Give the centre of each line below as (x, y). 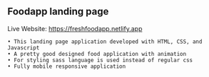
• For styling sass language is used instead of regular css (100, 60)
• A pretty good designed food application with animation (97, 54)
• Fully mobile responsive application (67, 66)
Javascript (24, 48)
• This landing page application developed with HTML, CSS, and (105, 42)
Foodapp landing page (58, 12)
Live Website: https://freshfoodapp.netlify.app (75, 28)
